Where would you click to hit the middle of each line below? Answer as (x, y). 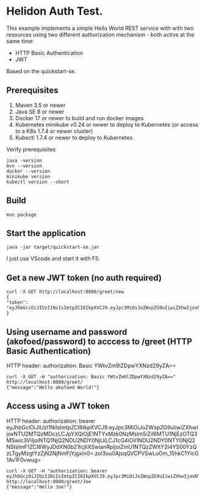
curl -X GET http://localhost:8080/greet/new (65, 292)
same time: (20, 41)
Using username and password (67, 332)
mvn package (21, 215)
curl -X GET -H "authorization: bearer (57, 471)
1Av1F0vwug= (24, 459)
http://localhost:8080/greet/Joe (49, 481)
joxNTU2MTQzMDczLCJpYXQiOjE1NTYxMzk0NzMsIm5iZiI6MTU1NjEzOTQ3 (102, 434)
